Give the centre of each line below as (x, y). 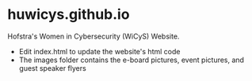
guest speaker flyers (52, 68)
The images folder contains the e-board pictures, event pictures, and (132, 60)
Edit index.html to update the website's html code (99, 51)
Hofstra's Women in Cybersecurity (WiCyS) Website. (94, 36)
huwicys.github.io (69, 15)
